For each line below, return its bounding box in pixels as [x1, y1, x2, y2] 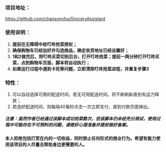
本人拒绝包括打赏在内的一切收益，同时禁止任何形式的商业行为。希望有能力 [5, 135, 156, 141]
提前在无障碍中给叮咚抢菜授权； [12, 41, 77, 47]
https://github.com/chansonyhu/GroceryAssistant [5, 16, 106, 22]
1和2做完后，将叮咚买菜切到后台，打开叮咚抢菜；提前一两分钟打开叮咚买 [12, 53, 160, 60]
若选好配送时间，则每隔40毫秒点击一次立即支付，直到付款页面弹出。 [12, 103, 152, 109]
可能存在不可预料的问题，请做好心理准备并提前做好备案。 [13, 122, 131, 128]
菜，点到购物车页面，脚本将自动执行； [12, 60, 90, 65]
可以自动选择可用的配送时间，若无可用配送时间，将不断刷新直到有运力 [12, 91, 155, 97]
